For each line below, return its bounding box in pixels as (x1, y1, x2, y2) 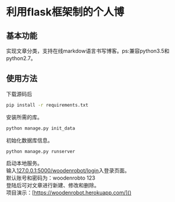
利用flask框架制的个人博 (6, 5, 124, 19)
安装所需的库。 (6, 113, 43, 121)
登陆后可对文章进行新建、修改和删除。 (6, 182, 99, 189)
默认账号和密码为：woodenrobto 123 (6, 174, 96, 181)
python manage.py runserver (6, 148, 76, 154)
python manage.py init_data (6, 125, 76, 131)
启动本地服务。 (6, 160, 43, 167)
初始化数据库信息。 (6, 137, 53, 144)
